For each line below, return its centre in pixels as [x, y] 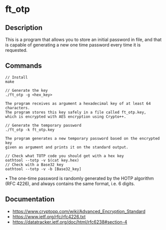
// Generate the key [27, 90]
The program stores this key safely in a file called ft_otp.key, [76, 112]
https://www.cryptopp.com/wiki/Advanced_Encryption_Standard [79, 211]
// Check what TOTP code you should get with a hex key [64, 156]
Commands [24, 66]
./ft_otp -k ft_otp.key [30, 130]
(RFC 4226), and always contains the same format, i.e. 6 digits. [70, 184]
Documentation [30, 199]
